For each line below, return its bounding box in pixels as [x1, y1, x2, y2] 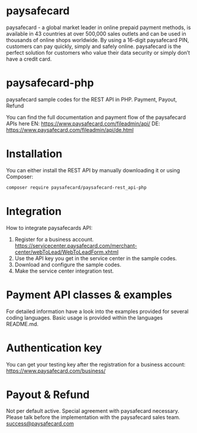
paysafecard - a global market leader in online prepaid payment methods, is [6, 24, 191, 31]
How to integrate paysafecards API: [6, 224, 93, 231]
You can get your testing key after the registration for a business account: [6, 361, 186, 368]
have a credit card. [6, 55, 52, 62]
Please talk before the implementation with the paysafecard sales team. [6, 414, 180, 421]
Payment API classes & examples [6, 288, 173, 301]
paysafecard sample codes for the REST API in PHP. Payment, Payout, [6, 96, 177, 103]
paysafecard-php [6, 76, 94, 90]
